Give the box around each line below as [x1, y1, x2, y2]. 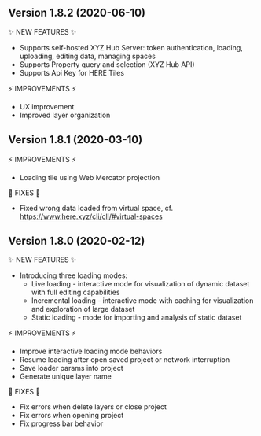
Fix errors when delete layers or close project [19, 402, 167, 412]
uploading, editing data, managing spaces [19, 51, 156, 61]
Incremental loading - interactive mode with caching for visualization [31, 296, 254, 305]
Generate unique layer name [19, 371, 112, 381]
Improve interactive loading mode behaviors [19, 346, 163, 357]
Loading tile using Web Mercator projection [19, 172, 160, 182]
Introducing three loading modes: [19, 271, 128, 280]
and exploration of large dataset [31, 305, 135, 314]
